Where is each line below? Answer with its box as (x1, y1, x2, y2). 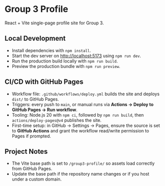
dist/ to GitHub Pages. (11, 96, 59, 102)
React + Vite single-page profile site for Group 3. (4, 20, 104, 26)
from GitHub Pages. (11, 166, 53, 172)
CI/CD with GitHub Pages (4, 78, 84, 86)
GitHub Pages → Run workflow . (11, 107, 78, 113)
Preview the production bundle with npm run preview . (11, 63, 120, 69)
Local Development (4, 34, 66, 43)
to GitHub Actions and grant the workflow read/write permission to (11, 127, 149, 133)
